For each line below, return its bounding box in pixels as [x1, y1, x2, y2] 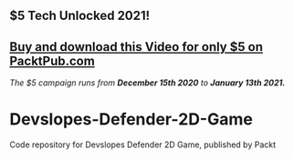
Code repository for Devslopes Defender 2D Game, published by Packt [9, 139, 277, 150]
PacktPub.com [9, 53, 96, 68]
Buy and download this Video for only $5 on [9, 39, 263, 55]
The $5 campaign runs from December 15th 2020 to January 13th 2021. [9, 77, 286, 88]
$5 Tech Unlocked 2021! [9, 8, 151, 24]
